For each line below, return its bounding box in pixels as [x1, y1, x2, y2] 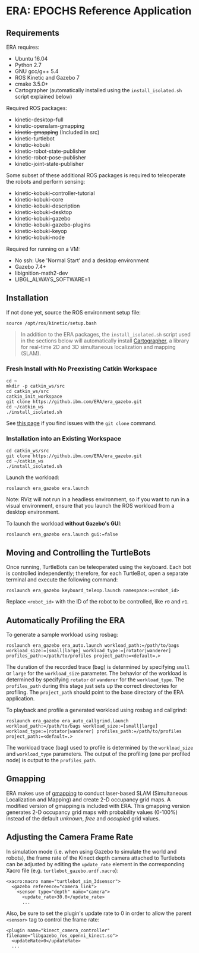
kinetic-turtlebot [14, 135, 55, 142]
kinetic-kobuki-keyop [14, 228, 67, 234]
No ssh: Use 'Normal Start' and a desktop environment [14, 257, 149, 264]
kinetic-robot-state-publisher [14, 147, 87, 155]
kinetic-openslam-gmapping [14, 122, 85, 129]
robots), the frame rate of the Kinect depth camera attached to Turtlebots [6, 854, 186, 861]
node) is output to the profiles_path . [6, 757, 97, 764]
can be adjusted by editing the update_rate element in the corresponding [6, 860, 185, 867]
